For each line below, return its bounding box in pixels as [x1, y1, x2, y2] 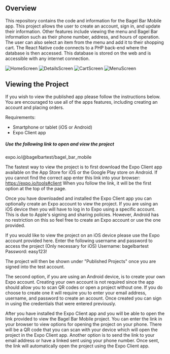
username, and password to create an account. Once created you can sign [5, 295, 162, 301]
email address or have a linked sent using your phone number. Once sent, [5, 337, 159, 343]
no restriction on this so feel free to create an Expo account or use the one [5, 217, 161, 223]
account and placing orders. [5, 104, 64, 110]
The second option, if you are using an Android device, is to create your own [5, 273, 165, 279]
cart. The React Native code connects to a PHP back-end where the [5, 44, 147, 50]
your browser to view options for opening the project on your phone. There [5, 321, 162, 327]
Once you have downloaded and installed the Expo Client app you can [5, 195, 152, 201]
